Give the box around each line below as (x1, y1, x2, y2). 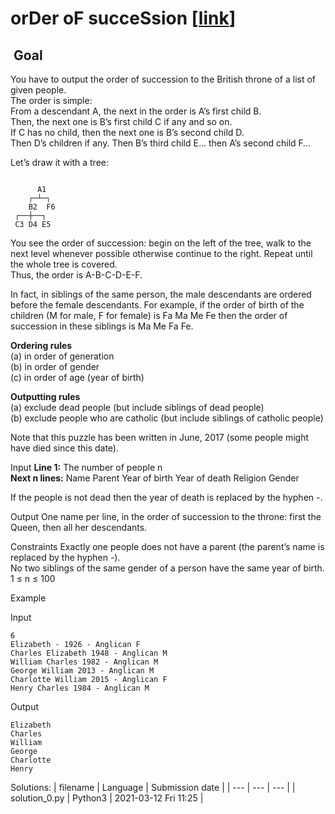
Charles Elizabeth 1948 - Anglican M (10, 648, 168, 658)
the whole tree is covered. (10, 258, 118, 270)
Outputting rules (10, 391, 81, 402)
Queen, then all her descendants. (10, 522, 148, 533)
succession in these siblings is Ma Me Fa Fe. (10, 320, 194, 332)
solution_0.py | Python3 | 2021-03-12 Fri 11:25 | (10, 792, 204, 804)
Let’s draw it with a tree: (10, 157, 109, 168)
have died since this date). (10, 442, 120, 454)
